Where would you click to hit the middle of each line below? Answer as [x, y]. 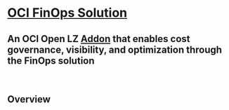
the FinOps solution [51, 61]
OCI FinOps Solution [67, 13]
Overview [29, 99]
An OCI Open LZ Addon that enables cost [99, 39]
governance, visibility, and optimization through [115, 49]
